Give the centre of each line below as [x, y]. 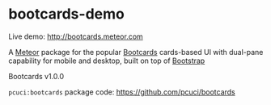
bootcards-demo [67, 14]
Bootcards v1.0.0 [36, 76]
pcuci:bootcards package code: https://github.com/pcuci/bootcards [122, 92]
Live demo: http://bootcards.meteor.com [76, 36]
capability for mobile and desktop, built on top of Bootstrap [107, 61]
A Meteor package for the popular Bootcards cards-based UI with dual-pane [136, 52]
